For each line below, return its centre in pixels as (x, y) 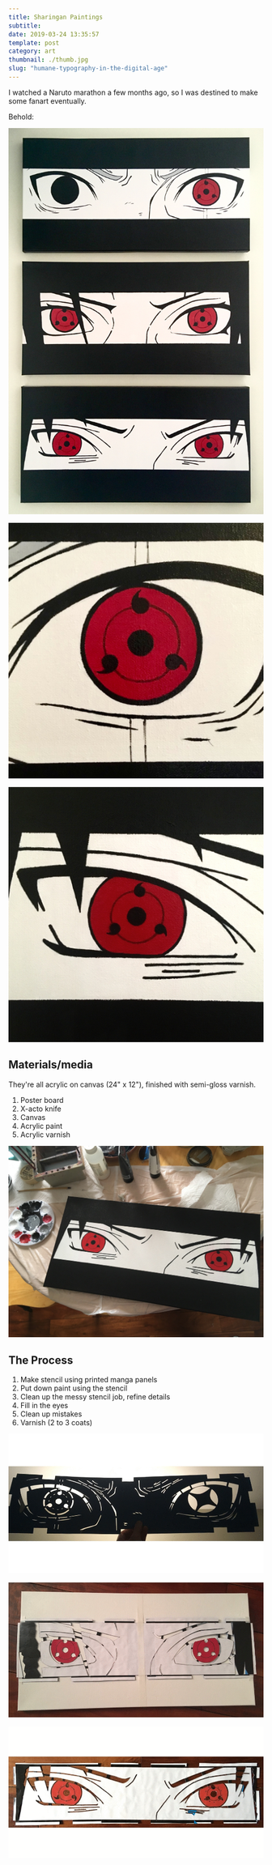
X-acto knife (41, 1109)
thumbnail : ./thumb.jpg (49, 60)
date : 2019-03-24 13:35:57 (54, 34)
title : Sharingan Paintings (56, 17)
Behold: (21, 117)
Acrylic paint (41, 1126)
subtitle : (25, 26)
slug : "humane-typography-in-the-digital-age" (88, 69)
